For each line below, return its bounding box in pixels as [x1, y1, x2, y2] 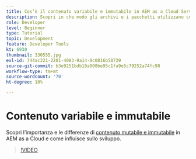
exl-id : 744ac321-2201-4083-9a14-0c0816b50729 [6, 57, 121, 63]
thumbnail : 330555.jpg [6, 52, 61, 58]
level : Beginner [6, 25, 45, 31]
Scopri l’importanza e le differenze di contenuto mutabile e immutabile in [6, 129, 181, 136]
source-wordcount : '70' [6, 74, 64, 79]
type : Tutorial [6, 30, 43, 36]
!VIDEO [20, 146, 38, 153]
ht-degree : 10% [6, 79, 43, 85]
